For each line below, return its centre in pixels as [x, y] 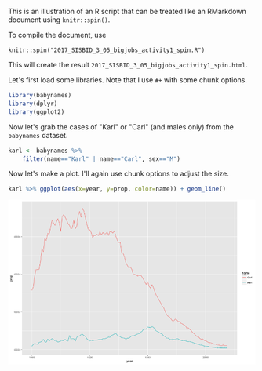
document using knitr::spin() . [59, 20]
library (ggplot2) [36, 112]
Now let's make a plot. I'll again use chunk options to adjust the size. [119, 174]
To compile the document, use [57, 35]
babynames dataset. [38, 135]
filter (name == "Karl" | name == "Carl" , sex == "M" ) [101, 159]
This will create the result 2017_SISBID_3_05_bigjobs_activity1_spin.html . [128, 65]
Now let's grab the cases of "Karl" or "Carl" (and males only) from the [121, 127]
